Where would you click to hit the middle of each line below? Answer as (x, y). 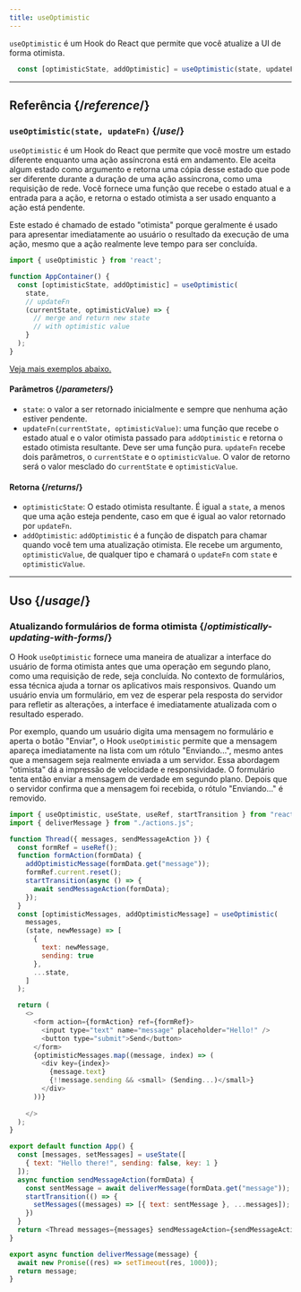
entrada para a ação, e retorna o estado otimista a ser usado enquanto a (143, 198)
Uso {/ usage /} (50, 600)
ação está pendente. (47, 208)
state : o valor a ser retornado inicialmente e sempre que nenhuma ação (155, 410)
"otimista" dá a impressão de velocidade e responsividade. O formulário (142, 769)
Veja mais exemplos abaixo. (60, 369)
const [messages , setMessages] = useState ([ (102, 1155)
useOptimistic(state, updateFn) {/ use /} (97, 131)
